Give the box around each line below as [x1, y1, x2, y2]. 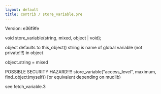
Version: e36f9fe [5, 25, 39, 31]
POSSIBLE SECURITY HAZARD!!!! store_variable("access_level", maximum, [5, 68, 157, 74]
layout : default [5, 7, 38, 12]
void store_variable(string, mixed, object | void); [5, 35, 102, 41]
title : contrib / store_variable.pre [5, 12, 83, 17]
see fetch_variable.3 [5, 83, 46, 89]
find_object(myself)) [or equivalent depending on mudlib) [5, 74, 121, 80]
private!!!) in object [5, 50, 43, 56]
